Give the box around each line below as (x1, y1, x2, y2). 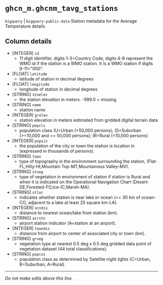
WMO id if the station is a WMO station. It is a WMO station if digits (19, 60, 153, 66)
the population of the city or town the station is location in (19, 142, 135, 149)
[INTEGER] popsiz (12, 138, 48, 143)
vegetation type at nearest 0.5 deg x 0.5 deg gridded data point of (19, 240, 152, 246)
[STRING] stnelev (12, 91, 48, 97)
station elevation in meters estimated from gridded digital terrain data (19, 117, 158, 123)
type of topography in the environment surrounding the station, (19, 158, 146, 164)
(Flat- (146, 158, 158, 164)
